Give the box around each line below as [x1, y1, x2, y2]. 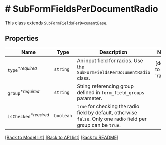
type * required [7, 65, 37, 73]
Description [99, 48, 127, 55]
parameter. [77, 95, 103, 102]
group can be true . [77, 121, 121, 128]
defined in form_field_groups [77, 89, 145, 96]
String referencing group [77, 83, 134, 90]
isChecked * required [7, 112, 49, 119]
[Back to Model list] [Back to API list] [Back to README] [5, 134, 119, 140]
